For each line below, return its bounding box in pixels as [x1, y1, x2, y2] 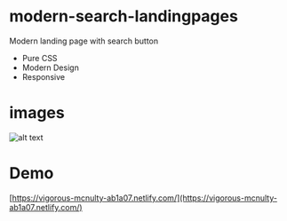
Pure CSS [21, 52, 58, 63]
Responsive [21, 71, 65, 82]
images [9, 103, 65, 123]
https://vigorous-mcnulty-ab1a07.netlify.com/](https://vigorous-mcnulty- [12, 193, 278, 203]
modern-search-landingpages [9, 6, 238, 27]
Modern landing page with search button [9, 36, 158, 46]
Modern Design [21, 62, 80, 73]
